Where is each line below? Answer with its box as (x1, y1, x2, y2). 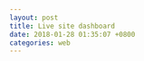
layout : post (9, 13, 59, 22)
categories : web (9, 38, 71, 48)
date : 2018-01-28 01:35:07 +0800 (9, 30, 136, 39)
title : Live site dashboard (9, 22, 116, 30)
